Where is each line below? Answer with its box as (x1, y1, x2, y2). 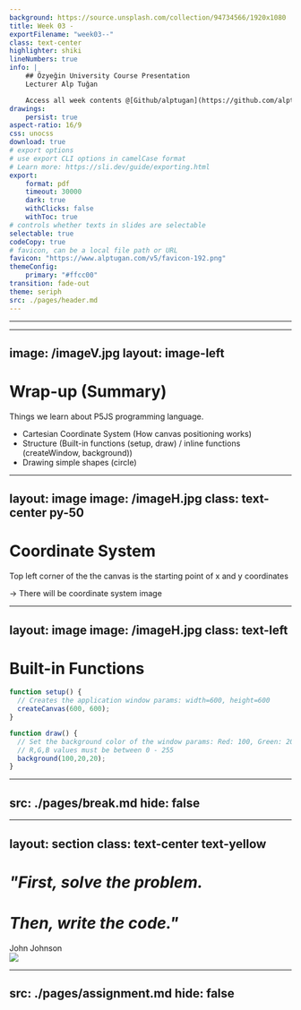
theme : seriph (9, 287, 63, 296)
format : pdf (25, 179, 70, 188)
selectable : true (9, 229, 74, 238)
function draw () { (9, 729, 78, 738)
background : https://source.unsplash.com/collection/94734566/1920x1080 (9, 13, 287, 22)
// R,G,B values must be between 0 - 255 (17, 745, 175, 755)
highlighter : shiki (9, 47, 82, 56)
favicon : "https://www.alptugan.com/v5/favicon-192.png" (9, 254, 227, 263)
